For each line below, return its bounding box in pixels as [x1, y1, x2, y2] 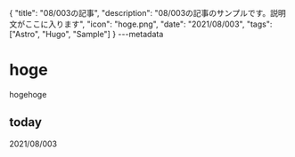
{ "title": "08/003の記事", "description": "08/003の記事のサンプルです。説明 [9, 8, 287, 18]
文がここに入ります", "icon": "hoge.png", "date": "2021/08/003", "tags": [9, 19, 273, 29]
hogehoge [9, 89, 47, 99]
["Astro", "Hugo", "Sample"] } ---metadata [9, 29, 164, 39]
